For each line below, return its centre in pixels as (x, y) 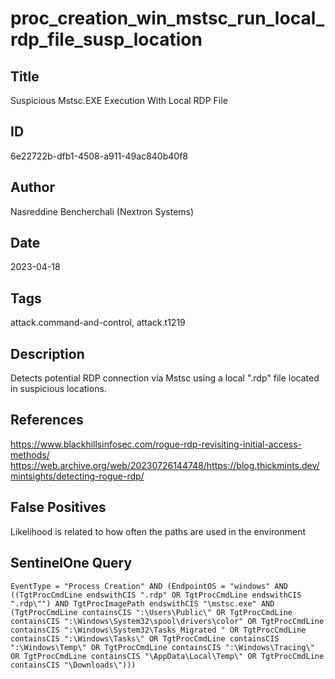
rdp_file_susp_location (106, 39)
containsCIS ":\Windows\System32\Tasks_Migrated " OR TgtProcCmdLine (158, 630)
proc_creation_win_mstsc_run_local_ (167, 18)
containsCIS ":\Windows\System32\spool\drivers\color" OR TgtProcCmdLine (167, 621)
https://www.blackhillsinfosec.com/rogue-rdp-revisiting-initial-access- (156, 444)
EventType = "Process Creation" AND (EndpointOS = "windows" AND (149, 586)
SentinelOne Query (71, 563)
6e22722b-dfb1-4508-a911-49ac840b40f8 (99, 156)
